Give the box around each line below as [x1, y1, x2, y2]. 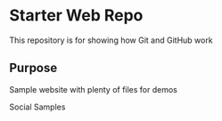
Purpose [9, 60, 58, 76]
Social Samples [9, 101, 66, 112]
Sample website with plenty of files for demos [9, 84, 178, 94]
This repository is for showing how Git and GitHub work [9, 35, 213, 45]
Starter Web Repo [9, 5, 144, 26]
